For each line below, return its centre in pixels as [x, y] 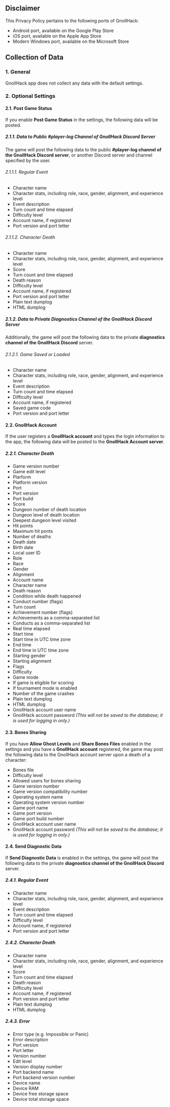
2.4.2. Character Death [31, 942]
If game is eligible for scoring [43, 683]
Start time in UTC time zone [42, 639]
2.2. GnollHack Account [31, 425]
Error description [30, 1039]
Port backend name [33, 1072]
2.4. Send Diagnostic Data [34, 846]
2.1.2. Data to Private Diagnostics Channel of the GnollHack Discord [79, 319]
